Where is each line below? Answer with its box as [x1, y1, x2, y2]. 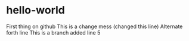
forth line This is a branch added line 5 [6, 29, 101, 36]
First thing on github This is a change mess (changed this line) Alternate [6, 23, 183, 30]
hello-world [6, 4, 66, 17]
